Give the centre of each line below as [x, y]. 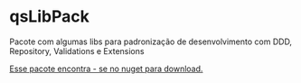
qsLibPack [50, 17]
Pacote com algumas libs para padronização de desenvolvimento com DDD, [150, 41]
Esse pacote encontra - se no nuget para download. [106, 69]
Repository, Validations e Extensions [77, 51]
